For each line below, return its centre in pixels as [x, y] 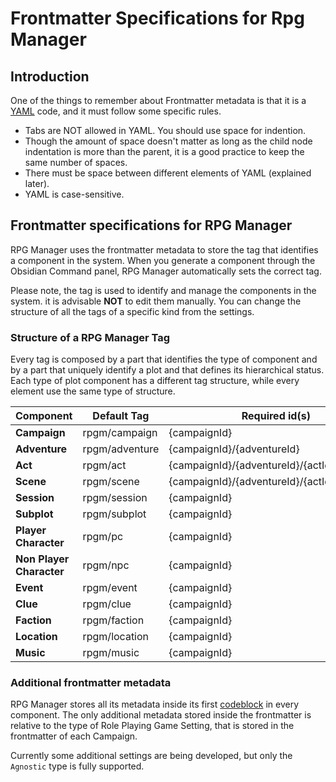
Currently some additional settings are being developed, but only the [151, 756]
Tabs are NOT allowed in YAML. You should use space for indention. [165, 130]
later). [37, 183]
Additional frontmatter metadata [91, 683]
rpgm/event [110, 588]
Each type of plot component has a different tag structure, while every [155, 381]
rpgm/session [115, 498]
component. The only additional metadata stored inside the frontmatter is [161, 715]
